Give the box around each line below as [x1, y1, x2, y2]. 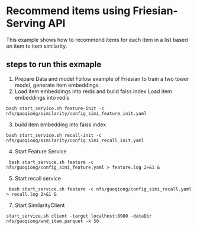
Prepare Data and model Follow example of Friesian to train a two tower [14, 75, 189, 82]
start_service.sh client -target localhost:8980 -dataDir [6, 213, 152, 219]
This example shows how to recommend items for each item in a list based [6, 36, 188, 43]
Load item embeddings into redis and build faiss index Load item [14, 87, 173, 95]
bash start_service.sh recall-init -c [6, 132, 102, 138]
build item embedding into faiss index [14, 121, 106, 128]
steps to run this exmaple [6, 60, 102, 70]
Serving [6, 17, 46, 30]
